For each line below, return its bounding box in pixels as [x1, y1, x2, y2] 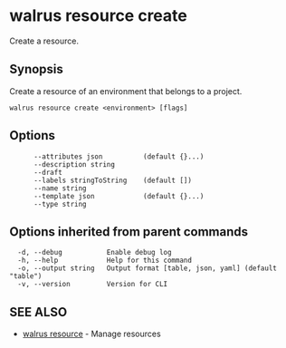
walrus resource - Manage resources [22, 328, 161, 340]
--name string [33, 183, 88, 193]
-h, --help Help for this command [17, 256, 193, 266]
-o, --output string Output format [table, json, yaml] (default [17, 264, 278, 273]
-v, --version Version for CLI [17, 280, 168, 289]
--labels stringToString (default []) [33, 176, 193, 185]
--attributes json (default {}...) [33, 151, 205, 161]
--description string [33, 159, 116, 169]
